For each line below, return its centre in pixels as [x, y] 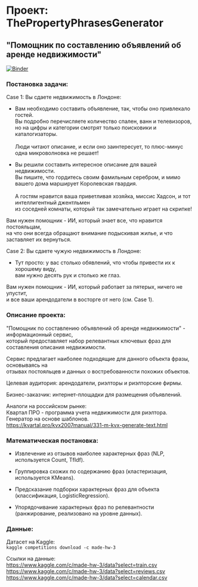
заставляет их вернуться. [39, 240]
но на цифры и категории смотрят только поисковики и [86, 128]
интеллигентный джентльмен [52, 203]
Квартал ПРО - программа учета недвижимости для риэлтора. [87, 412]
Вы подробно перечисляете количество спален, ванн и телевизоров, [103, 121]
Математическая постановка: [52, 440]
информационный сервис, [40, 334]
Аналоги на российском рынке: [47, 406]
